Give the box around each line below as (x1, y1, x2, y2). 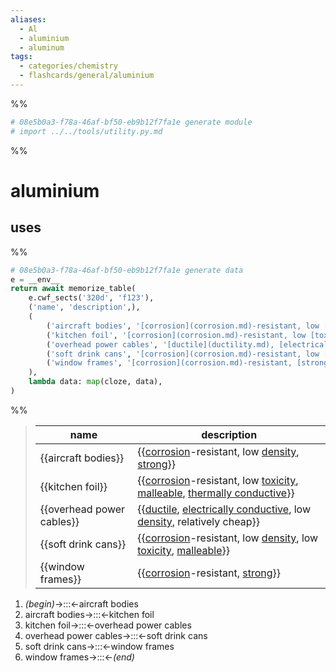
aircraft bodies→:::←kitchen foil (24, 608, 155, 620)
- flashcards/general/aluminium (19, 71, 155, 81)
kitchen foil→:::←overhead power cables (24, 619, 192, 631)
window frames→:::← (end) (24, 651, 135, 663)
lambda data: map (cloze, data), (28, 377, 163, 387)
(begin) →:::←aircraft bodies (24, 597, 139, 610)
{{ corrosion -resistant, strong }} (137, 566, 282, 580)
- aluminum (19, 42, 65, 53)
